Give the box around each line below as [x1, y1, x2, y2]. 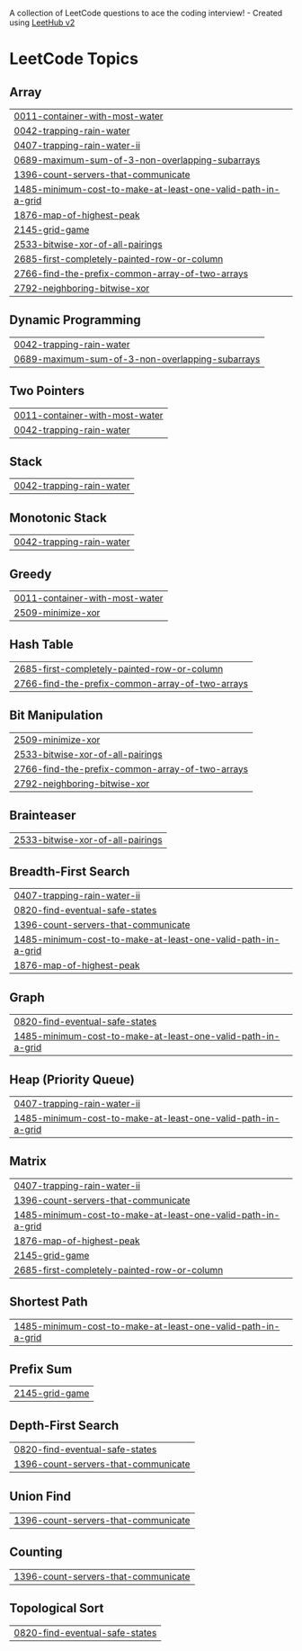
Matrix [9, 1153, 47, 1169]
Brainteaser [9, 808, 76, 823]
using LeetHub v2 [9, 17, 75, 28]
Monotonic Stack [9, 510, 108, 525]
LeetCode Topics [9, 49, 139, 69]
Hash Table [9, 637, 74, 652]
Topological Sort [9, 1601, 104, 1616]
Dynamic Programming [9, 312, 141, 328]
